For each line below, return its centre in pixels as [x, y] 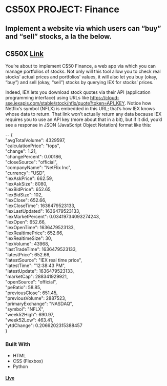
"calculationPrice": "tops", [33, 146]
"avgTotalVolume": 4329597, [35, 140]
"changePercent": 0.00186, [34, 157]
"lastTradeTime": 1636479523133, [41, 249]
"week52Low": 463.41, [29, 320]
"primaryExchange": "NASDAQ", [39, 304]
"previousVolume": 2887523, [36, 298]
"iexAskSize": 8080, [26, 184]
